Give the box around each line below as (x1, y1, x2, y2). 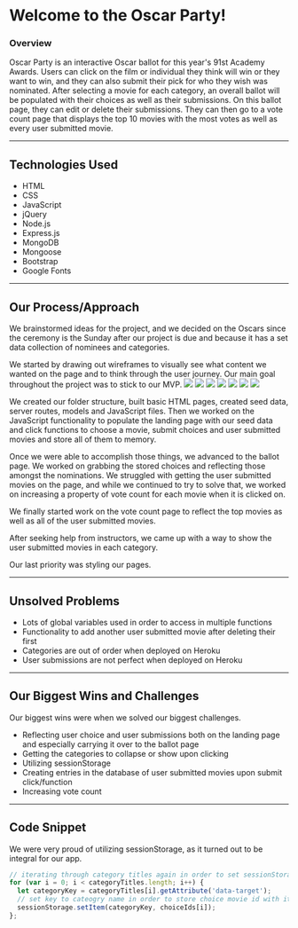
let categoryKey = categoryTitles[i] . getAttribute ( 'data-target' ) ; (17, 886, 272, 896)
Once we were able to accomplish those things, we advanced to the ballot (9, 452, 279, 462)
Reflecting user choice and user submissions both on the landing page (21, 729, 281, 740)
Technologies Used (9, 157, 118, 172)
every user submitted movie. (9, 123, 114, 134)
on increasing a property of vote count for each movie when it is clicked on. (9, 489, 286, 499)
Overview (9, 37, 52, 50)
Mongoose (21, 247, 62, 257)
